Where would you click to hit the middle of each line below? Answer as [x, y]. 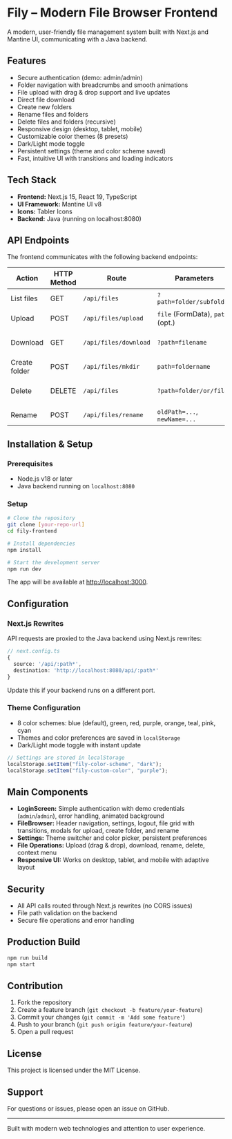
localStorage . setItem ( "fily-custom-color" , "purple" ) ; [88, 770]
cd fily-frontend [32, 531]
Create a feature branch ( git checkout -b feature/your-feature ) [110, 1010]
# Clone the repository [41, 518]
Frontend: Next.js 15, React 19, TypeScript [77, 197]
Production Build [44, 942]
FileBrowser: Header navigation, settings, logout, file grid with [106, 823]
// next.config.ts [33, 651]
